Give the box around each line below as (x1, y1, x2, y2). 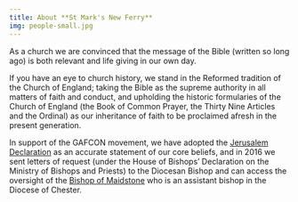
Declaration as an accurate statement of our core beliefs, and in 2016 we (9, 146, 276, 157)
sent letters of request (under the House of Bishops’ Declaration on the (9, 156, 270, 166)
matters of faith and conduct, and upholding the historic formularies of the (9, 91, 282, 102)
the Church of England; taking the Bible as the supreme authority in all (9, 82, 267, 93)
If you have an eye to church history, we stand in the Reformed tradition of (9, 72, 282, 83)
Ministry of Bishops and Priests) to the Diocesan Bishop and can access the (9, 166, 287, 176)
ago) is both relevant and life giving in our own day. (9, 55, 197, 66)
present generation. (9, 119, 82, 130)
